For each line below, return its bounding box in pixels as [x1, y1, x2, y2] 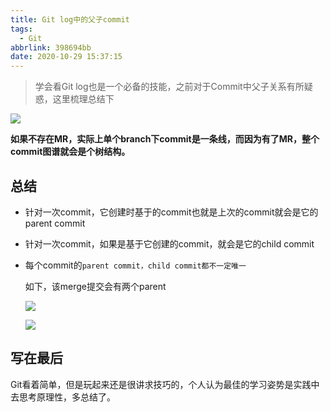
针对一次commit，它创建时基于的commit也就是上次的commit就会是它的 [24, 206, 319, 218]
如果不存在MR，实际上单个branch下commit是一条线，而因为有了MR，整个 [10, 133, 320, 145]
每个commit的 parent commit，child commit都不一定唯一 [24, 259, 247, 271]
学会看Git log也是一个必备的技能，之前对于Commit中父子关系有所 [34, 81, 305, 93]
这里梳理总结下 [52, 93, 115, 105]
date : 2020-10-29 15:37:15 [10, 52, 123, 62]
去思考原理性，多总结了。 [10, 391, 116, 403]
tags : [10, 24, 33, 34]
